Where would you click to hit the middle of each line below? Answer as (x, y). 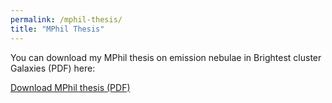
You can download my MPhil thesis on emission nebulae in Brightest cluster (166, 57)
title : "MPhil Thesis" (57, 29)
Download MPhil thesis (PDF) (70, 87)
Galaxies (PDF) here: (53, 68)
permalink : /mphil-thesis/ (66, 19)
